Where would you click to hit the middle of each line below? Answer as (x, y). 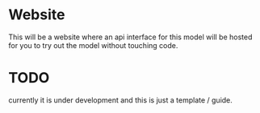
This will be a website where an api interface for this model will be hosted (130, 37)
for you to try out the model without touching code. (93, 45)
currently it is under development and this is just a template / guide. (120, 100)
